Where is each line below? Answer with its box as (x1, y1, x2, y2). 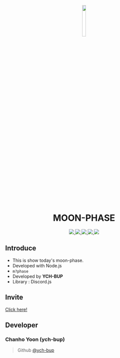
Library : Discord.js (12, 278, 51, 284)
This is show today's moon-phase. (12, 257, 84, 263)
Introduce (5, 244, 36, 252)
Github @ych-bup (17, 347, 54, 353)
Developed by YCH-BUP (12, 273, 63, 279)
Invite (5, 293, 23, 302)
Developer (5, 320, 38, 329)
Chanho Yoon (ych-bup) (5, 335, 65, 342)
